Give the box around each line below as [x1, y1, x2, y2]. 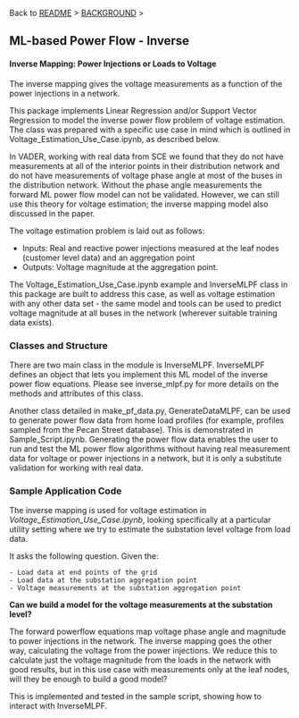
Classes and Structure [9, 339, 109, 351]
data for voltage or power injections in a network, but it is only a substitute [9, 452, 283, 463]
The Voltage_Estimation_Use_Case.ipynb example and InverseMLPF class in [9, 279, 288, 290]
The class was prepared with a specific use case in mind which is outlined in [9, 124, 291, 135]
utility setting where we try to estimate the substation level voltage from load [9, 524, 291, 535]
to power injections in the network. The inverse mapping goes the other [9, 636, 272, 646]
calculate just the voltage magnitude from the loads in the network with [9, 655, 271, 665]
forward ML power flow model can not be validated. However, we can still [9, 189, 279, 199]
